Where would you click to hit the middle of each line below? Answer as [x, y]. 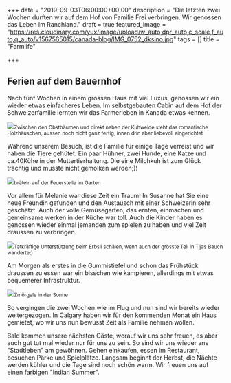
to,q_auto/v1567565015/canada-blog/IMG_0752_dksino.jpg [90, 39]
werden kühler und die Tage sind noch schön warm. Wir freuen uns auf [108, 364]
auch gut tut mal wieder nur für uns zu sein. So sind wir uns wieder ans [108, 342]
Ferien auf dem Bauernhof [64, 81]
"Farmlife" [22, 46]
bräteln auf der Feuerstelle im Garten [57, 183]
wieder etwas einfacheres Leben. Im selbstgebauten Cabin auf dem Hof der [114, 105]
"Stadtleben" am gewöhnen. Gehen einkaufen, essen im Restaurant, [103, 350]
